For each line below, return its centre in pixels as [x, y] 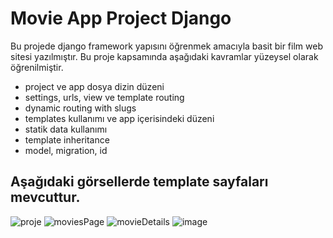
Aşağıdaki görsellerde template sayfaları [139, 182]
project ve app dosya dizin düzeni [94, 86]
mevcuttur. [45, 197]
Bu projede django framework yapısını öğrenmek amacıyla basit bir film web [166, 46]
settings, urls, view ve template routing [104, 97]
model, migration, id [66, 150]
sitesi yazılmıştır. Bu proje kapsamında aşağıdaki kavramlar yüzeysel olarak [164, 56]
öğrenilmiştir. [37, 67]
